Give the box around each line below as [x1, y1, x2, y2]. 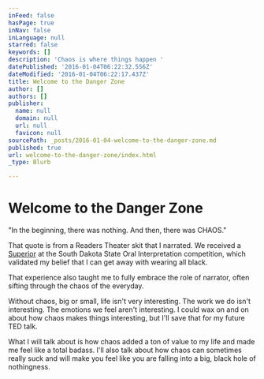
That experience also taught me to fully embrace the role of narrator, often [8, 273, 250, 283]
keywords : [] [8, 48, 51, 56]
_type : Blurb [8, 159, 51, 167]
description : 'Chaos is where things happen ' [8, 56, 164, 64]
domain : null [15, 114, 58, 122]
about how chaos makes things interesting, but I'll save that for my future [8, 313, 246, 323]
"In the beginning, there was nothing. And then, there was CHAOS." [8, 226, 227, 235]
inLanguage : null [8, 33, 65, 42]
